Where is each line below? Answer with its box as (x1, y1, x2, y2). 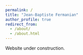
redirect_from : (5, 21, 38, 27)
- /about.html (10, 31, 40, 36)
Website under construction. (5, 45, 65, 51)
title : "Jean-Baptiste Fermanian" (5, 12, 79, 17)
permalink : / (5, 7, 33, 13)
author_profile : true (5, 17, 51, 22)
